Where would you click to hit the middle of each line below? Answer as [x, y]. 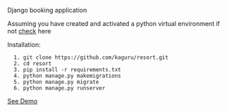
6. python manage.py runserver [60, 88]
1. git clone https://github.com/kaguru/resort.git [91, 57]
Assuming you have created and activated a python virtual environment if [114, 23]
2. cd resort [33, 64]
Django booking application [47, 10]
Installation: [24, 44]
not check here [29, 31]
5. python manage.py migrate [56, 82]
